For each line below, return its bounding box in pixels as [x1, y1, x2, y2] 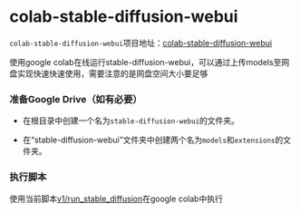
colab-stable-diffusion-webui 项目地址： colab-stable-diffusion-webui [9, 37, 273, 48]
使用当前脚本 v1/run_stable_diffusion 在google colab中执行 [9, 193, 224, 204]
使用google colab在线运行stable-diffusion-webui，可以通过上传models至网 [9, 56, 290, 67]
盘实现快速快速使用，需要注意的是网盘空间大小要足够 [9, 68, 208, 79]
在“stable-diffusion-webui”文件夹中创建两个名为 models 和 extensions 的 [22, 134, 284, 146]
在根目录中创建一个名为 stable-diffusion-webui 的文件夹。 [22, 115, 240, 126]
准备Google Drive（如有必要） [9, 92, 142, 105]
